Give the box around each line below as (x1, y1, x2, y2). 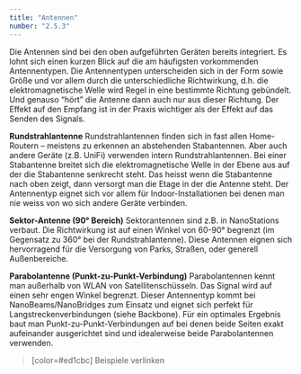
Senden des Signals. (9, 113, 85, 124)
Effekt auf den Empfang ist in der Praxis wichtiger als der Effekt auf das (9, 103, 274, 114)
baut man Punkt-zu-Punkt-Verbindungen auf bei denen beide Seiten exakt (9, 318, 285, 329)
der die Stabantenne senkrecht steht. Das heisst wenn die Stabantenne (9, 168, 272, 180)
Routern (9, 140, 39, 151)
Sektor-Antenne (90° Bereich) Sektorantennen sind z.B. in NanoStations (9, 215, 280, 226)
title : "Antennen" (9, 13, 78, 22)
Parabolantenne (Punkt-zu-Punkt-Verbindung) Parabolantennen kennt (9, 271, 276, 281)
